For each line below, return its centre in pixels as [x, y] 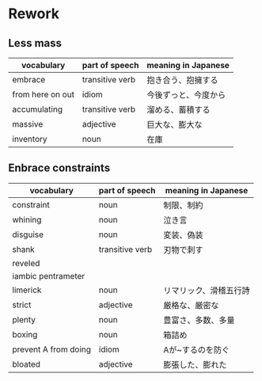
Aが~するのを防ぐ [196, 349]
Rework [34, 14]
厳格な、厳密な [191, 305]
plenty [24, 319]
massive [28, 124]
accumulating [38, 109]
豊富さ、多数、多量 [199, 320]
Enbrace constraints [59, 168]
